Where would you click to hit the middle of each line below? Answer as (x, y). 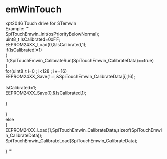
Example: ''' (17, 28)
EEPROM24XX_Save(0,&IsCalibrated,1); (46, 93)
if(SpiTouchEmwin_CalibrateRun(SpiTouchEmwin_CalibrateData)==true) (79, 60)
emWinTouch (33, 9)
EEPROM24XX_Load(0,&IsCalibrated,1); (46, 44)
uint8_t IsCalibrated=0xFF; (33, 39)
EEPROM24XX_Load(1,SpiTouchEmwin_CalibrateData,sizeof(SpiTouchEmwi (84, 130)
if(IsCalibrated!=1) (24, 50)
